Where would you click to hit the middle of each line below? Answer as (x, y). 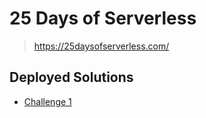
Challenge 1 (47, 101)
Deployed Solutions (71, 77)
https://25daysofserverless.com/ (101, 46)
